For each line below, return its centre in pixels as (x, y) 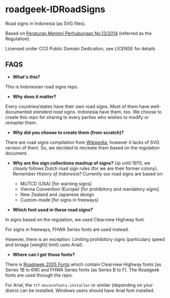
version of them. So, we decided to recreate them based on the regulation (82, 147)
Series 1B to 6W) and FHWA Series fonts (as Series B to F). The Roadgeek (82, 270)
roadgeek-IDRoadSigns (55, 9)
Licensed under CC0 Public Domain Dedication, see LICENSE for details (80, 48)
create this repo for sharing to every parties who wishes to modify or (77, 117)
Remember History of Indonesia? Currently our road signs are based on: (88, 173)
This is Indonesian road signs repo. (42, 86)
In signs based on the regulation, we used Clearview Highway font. (75, 219)
